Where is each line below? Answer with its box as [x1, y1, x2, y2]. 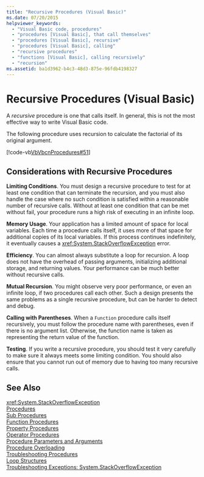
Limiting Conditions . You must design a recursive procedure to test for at [6, 182, 191, 190]
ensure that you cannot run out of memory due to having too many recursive [6, 358, 199, 366]
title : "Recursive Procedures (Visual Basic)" [6, 9, 127, 15]
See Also [6, 382, 41, 393]
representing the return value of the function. [6, 334, 120, 341]
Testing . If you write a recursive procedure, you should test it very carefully [6, 345, 196, 353]
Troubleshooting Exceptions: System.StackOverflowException [6, 463, 162, 470]
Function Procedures [6, 418, 59, 425]
